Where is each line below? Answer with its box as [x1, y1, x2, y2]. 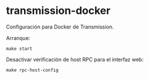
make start [6, 45, 33, 52]
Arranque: [6, 34, 30, 41]
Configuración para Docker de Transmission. [6, 23, 114, 30]
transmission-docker [6, 4, 111, 17]
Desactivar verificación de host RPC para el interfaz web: [6, 56, 144, 63]
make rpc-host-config [6, 67, 59, 73]
